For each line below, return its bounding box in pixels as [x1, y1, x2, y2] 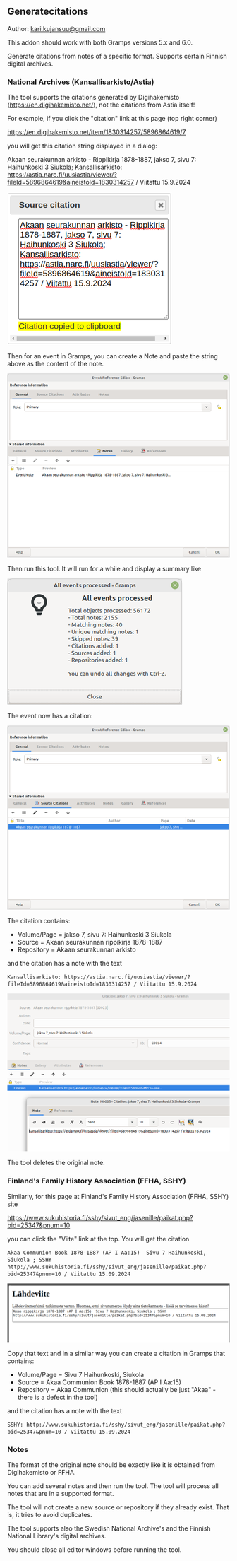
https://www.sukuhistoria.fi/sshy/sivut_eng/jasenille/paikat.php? [7, 1213, 193, 1222]
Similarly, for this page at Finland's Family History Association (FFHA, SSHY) [7, 1192, 229, 1200]
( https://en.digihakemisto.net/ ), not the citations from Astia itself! [7, 100, 195, 109]
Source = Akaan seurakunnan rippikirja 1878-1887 [17, 937, 163, 946]
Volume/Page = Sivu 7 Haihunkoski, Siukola [17, 1371, 145, 1379]
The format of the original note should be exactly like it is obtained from [7, 1461, 215, 1469]
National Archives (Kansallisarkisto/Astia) [7, 77, 154, 87]
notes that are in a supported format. [7, 1490, 114, 1498]
